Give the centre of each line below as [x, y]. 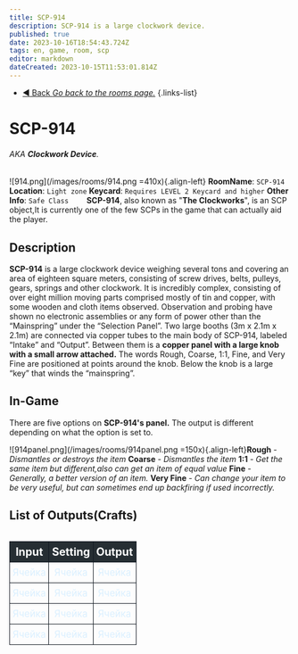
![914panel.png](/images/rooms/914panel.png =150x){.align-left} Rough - [143, 449]
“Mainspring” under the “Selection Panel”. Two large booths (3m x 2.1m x [143, 326]
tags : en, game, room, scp [59, 51]
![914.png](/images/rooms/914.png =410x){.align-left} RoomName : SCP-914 [147, 182]
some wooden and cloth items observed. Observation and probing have [141, 307]
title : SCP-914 [37, 17]
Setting [71, 551]
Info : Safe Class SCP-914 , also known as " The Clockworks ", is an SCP [148, 201]
